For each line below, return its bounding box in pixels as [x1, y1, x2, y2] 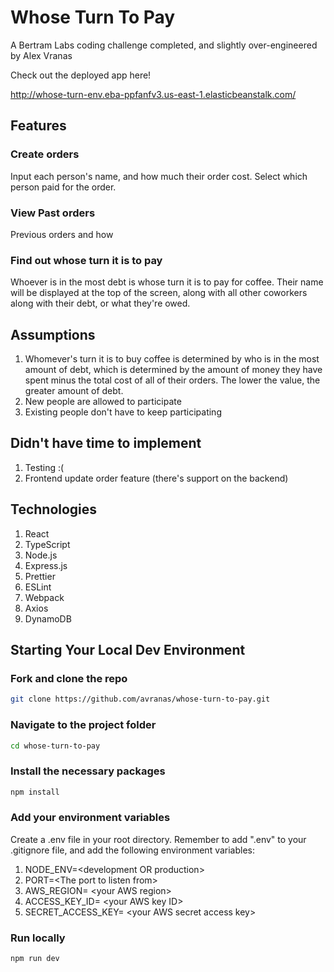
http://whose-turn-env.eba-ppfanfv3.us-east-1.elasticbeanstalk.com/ [10, 88, 297, 100]
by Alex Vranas [10, 49, 73, 61]
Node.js [24, 549, 58, 561]
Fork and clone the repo [10, 671, 128, 685]
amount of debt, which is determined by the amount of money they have [24, 364, 323, 376]
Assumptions [10, 326, 96, 343]
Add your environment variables [10, 811, 171, 825]
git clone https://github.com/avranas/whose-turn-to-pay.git [10, 694, 271, 705]
